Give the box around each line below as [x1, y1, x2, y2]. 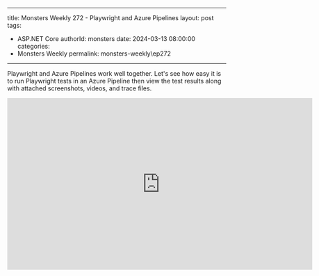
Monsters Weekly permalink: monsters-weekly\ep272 [17, 49, 172, 58]
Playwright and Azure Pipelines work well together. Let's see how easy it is [7, 70, 222, 77]
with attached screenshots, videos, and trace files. [7, 84, 152, 92]
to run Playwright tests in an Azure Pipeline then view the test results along [7, 77, 222, 85]
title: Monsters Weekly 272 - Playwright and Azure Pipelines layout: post [7, 14, 214, 22]
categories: [17, 42, 50, 50]
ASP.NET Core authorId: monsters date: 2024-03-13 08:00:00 [17, 35, 196, 42]
